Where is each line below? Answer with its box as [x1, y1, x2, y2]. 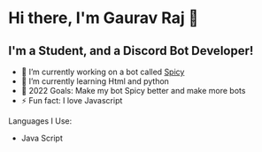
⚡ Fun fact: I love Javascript [20, 95, 123, 105]
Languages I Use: [8, 116, 73, 126]
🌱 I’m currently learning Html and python [20, 76, 170, 87]
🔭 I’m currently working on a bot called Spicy [20, 66, 185, 77]
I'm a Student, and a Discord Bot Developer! [8, 43, 254, 58]
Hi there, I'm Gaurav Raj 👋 [8, 8, 199, 28]
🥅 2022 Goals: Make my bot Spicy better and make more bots [20, 86, 246, 95]
